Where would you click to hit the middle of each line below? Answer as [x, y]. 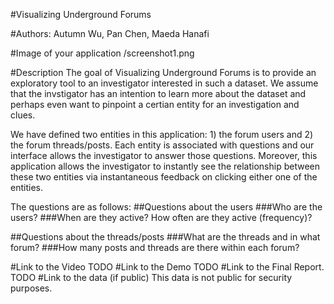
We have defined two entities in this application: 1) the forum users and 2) [162, 134]
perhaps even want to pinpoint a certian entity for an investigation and [155, 104]
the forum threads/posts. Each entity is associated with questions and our [162, 145]
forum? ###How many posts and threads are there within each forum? [155, 247]
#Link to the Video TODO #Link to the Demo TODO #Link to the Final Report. [167, 267]
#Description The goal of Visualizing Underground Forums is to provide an [163, 72]
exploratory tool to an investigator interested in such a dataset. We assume [164, 83]
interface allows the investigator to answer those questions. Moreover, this [164, 155]
